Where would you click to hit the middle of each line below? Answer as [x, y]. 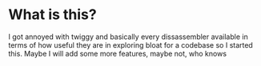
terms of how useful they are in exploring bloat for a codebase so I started [131, 45]
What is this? [53, 15]
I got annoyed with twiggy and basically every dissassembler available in [128, 37]
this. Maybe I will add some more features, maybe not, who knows [117, 53]
